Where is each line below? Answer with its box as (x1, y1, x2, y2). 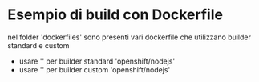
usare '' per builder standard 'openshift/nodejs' (18, 56, 176, 66)
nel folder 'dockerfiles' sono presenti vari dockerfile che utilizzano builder (7, 32, 252, 42)
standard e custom (7, 40, 70, 50)
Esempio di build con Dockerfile (7, 6, 224, 24)
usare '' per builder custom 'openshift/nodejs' (18, 64, 171, 74)
